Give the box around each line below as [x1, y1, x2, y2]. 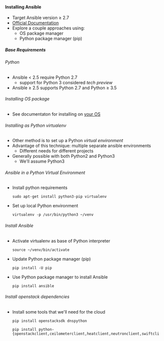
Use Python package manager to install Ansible [12, 274, 108, 280]
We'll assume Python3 [19, 158, 65, 164]
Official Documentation [12, 20, 59, 26]
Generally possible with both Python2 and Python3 [12, 153, 115, 159]
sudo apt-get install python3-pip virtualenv [12, 194, 107, 199]
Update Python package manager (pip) [12, 256, 91, 262]
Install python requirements [12, 185, 68, 191]
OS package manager [19, 30, 64, 36]
